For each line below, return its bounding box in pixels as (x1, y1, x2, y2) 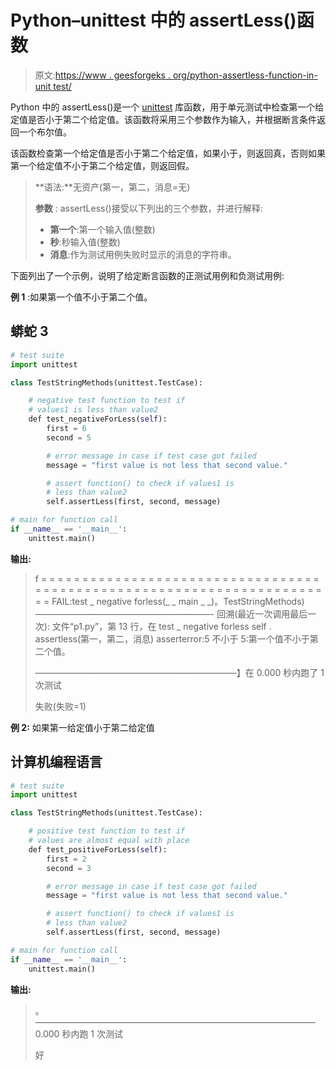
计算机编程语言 (10, 754, 103, 771)
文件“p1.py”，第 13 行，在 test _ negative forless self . (51, 620, 272, 632)
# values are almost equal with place (28, 836, 190, 846)
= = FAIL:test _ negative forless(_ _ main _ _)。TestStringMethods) (34, 595, 305, 607)
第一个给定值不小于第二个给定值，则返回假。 (10, 159, 195, 171)
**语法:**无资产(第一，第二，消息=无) (34, 181, 191, 193)
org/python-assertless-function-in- (172, 69, 318, 81)
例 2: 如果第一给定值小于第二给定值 (10, 721, 155, 733)
